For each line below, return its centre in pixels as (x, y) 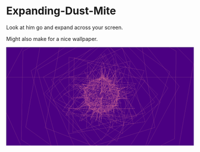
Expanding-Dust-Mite (61, 11)
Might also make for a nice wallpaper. (52, 39)
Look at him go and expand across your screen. (65, 27)
